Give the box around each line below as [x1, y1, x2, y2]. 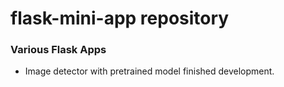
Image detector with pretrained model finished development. [24, 65, 275, 77]
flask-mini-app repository [10, 7, 230, 30]
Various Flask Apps [10, 43, 107, 57]
